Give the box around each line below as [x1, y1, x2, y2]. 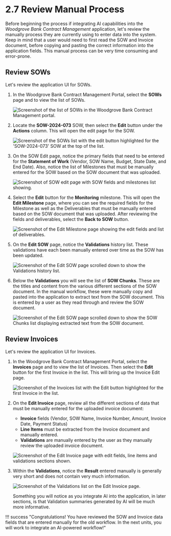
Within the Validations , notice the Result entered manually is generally [12, 467, 162, 474]
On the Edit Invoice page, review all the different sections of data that [12, 400, 159, 406]
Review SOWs [5, 68, 51, 77]
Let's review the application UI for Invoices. [5, 348, 96, 354]
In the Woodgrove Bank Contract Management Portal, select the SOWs [12, 91, 162, 98]
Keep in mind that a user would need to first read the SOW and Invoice [5, 37, 154, 43]
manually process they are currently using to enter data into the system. [5, 31, 157, 37]
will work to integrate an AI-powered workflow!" [5, 524, 106, 530]
